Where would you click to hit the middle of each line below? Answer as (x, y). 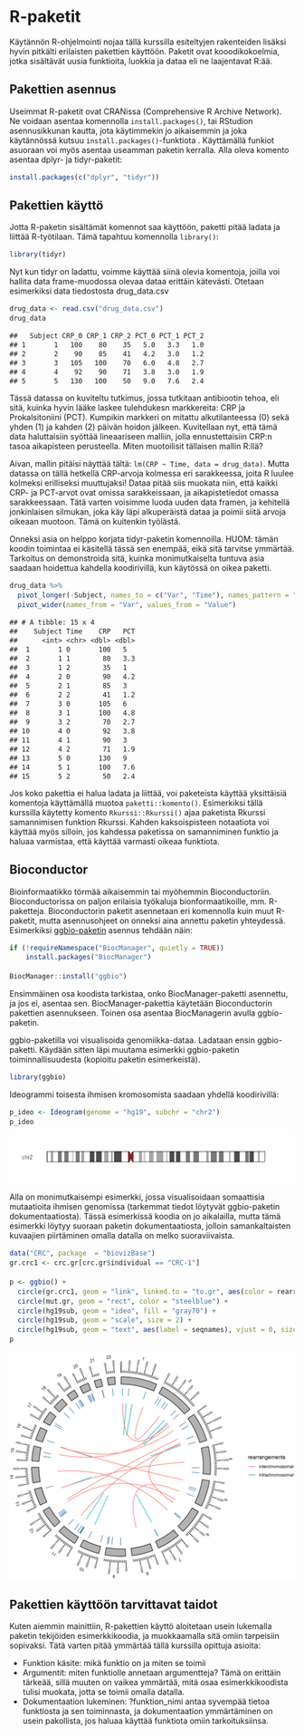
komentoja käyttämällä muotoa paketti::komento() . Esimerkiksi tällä (136, 803)
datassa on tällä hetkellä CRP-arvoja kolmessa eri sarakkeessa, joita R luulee (152, 474)
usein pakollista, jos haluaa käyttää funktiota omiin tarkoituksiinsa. (145, 1721)
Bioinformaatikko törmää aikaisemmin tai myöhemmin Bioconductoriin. (140, 892)
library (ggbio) (38, 1077)
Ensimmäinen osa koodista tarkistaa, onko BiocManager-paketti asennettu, (149, 993)
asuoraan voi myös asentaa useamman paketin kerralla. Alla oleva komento (149, 149)
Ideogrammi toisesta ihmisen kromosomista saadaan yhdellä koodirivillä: (144, 1094)
